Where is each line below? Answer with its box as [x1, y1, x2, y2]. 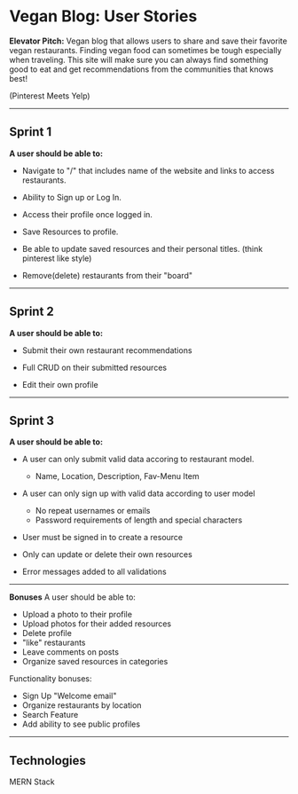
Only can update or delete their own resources [21, 549, 192, 560]
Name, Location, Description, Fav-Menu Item [35, 471, 200, 482]
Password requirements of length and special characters [35, 515, 243, 525]
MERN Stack [9, 776, 55, 787]
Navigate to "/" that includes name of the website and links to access [21, 165, 275, 176]
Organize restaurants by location [21, 700, 142, 711]
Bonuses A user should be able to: [9, 592, 136, 602]
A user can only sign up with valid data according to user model [21, 488, 255, 499]
